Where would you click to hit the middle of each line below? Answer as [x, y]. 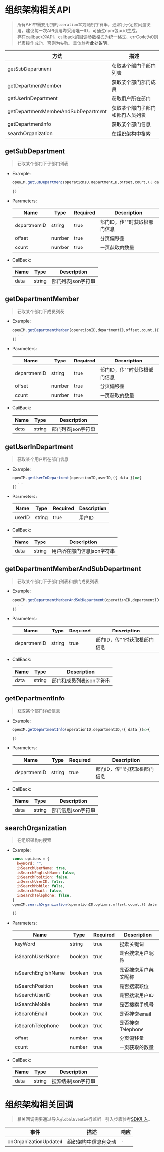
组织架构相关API [38, 10]
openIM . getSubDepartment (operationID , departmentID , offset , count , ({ [82, 182]
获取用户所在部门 [131, 98]
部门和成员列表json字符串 [81, 680]
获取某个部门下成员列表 [41, 312]
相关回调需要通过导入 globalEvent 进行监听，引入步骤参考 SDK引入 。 [85, 1119]
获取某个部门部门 [131, 82]
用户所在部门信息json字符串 [83, 551]
